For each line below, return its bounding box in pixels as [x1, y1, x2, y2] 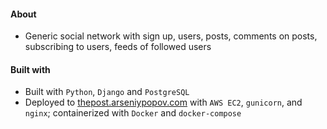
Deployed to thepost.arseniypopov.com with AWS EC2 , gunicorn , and [24, 96, 303, 109]
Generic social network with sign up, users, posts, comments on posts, [24, 30, 318, 42]
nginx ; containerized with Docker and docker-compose [24, 107, 242, 119]
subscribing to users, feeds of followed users [24, 41, 212, 53]
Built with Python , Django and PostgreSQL [24, 86, 190, 98]
